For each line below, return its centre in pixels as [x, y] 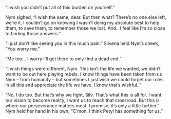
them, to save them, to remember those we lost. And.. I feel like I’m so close [85, 28]
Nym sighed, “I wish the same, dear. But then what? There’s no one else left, [86, 17]
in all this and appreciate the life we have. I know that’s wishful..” [73, 85]
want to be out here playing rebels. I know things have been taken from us [84, 74]
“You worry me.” [23, 49]
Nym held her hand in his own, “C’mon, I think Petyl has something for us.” [84, 111]
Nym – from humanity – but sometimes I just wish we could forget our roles [85, 79]
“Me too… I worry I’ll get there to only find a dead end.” [63, 59]
